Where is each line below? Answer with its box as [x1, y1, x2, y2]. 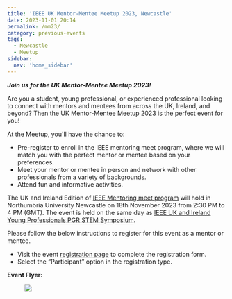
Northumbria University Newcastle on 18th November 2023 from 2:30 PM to [7, 200, 225, 209]
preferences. [17, 157, 54, 166]
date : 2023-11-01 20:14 [7, 17, 76, 24]
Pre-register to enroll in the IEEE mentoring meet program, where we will [17, 143, 224, 151]
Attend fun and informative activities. [17, 180, 124, 188]
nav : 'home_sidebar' [13, 62, 73, 69]
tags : [7, 36, 23, 43]
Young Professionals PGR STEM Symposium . [7, 216, 136, 224]
